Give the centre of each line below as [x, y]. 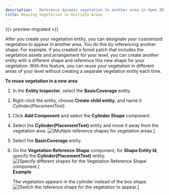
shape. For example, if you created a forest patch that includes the [75, 50]
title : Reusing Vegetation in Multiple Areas [54, 15]
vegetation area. [30, 131]
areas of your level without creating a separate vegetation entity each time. [83, 71]
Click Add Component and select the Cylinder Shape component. [82, 115]
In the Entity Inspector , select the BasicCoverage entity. [72, 90]
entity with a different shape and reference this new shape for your [75, 60]
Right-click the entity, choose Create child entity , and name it [77, 100]
